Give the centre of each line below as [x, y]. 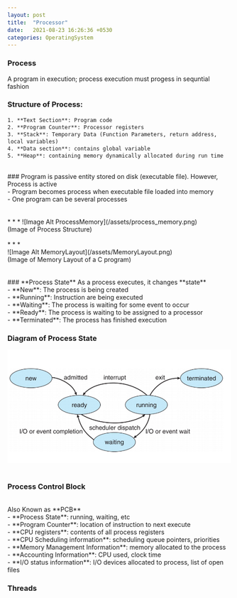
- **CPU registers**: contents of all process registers [86, 532]
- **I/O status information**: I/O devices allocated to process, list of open [116, 562]
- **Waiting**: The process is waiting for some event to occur [98, 305]
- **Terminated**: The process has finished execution [87, 320]
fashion [18, 86]
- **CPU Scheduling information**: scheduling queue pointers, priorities [114, 539]
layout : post [27, 15]
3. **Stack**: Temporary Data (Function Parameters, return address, [112, 134]
